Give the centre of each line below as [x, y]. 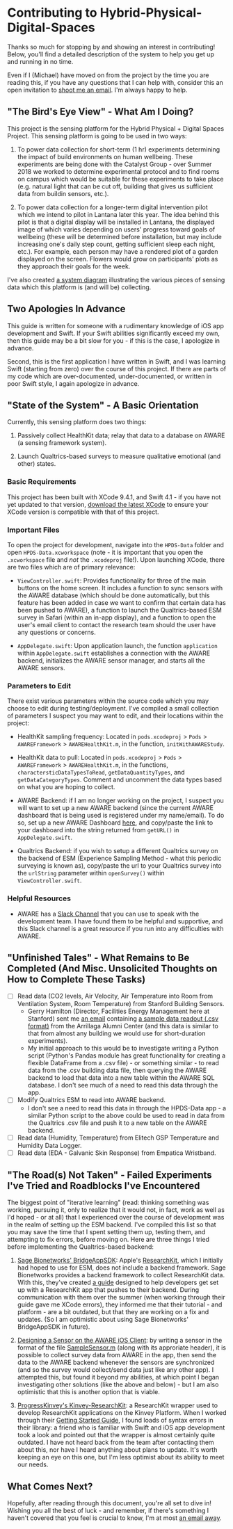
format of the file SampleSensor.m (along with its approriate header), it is [121, 1348]
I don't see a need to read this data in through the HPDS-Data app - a [127, 1108]
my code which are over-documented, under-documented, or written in [110, 376]
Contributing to [52, 13]
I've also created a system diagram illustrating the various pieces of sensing [116, 280]
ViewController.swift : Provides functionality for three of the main [112, 580]
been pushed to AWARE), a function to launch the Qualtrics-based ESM [120, 610]
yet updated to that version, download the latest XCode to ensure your [108, 504]
